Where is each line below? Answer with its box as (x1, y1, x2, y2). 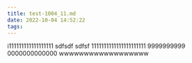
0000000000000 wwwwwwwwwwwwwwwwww (7, 49, 149, 57)
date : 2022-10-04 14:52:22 (7, 17, 86, 24)
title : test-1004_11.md (7, 10, 77, 17)
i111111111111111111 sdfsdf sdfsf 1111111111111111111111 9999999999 (7, 42, 186, 51)
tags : (7, 23, 23, 30)
